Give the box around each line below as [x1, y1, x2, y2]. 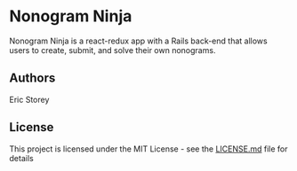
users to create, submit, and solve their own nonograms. [9, 44, 216, 55]
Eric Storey [9, 94, 50, 105]
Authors [9, 71, 56, 86]
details [9, 152, 34, 163]
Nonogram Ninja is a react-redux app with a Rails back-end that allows [9, 35, 269, 46]
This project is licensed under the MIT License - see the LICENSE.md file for [9, 144, 288, 154]
